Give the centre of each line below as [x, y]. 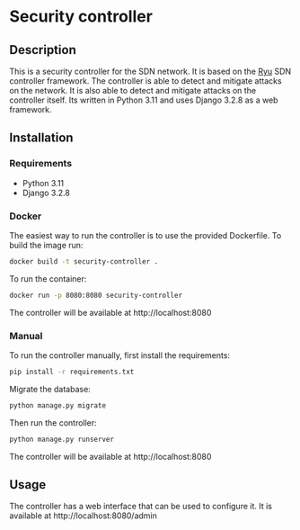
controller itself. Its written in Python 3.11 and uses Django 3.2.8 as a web [144, 100]
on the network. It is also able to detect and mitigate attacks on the [133, 90]
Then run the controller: [53, 422]
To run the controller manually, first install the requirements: [120, 355]
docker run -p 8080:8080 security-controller [96, 295]
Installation [41, 138]
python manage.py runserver [62, 439]
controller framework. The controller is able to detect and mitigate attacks [146, 81]
